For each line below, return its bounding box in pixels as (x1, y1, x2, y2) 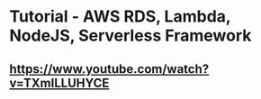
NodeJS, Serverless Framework (9, 25, 252, 46)
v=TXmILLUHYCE (9, 75, 110, 91)
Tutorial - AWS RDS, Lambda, (9, 6, 231, 27)
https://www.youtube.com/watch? (9, 61, 210, 76)
